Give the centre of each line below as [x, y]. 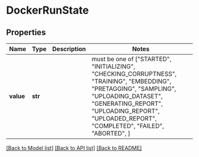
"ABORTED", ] [111, 133]
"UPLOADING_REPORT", [126, 111]
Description [69, 49]
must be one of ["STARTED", [131, 59]
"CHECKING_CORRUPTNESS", [134, 74]
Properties [26, 32]
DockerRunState [47, 10]
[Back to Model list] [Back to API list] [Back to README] [74, 148]
